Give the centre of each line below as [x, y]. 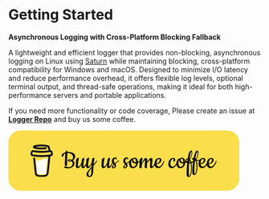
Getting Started [61, 15]
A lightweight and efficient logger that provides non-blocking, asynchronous [134, 52]
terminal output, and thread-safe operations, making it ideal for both [121, 87]
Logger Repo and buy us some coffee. [72, 119]
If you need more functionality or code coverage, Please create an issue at [132, 111]
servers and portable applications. [110, 95]
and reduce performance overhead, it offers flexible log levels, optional [126, 78]
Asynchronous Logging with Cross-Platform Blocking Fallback [114, 37]
